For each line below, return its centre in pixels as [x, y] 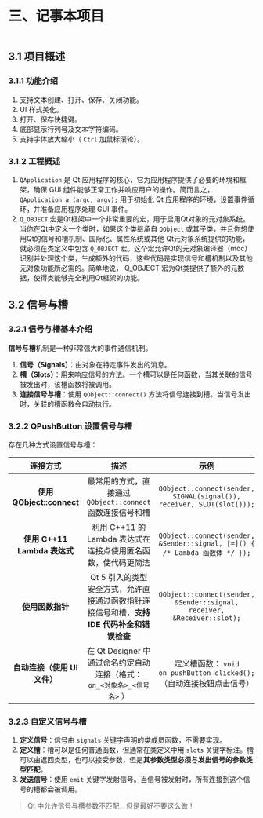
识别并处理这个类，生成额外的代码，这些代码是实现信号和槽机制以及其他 [136, 258]
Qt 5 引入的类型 [119, 577]
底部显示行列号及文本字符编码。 [71, 129]
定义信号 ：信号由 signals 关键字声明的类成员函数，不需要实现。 [123, 740]
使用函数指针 [46, 607]
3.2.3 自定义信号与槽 [48, 721]
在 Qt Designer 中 [119, 651]
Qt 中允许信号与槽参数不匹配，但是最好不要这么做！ [111, 806]
